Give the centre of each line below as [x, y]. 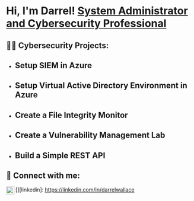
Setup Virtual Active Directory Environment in [101, 86]
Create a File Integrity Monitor [71, 115]
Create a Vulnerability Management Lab [90, 135]
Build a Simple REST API [60, 155]
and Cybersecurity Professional [86, 23]
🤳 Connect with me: [43, 175]
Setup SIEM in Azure [53, 66]
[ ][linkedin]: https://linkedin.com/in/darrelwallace [75, 190]
